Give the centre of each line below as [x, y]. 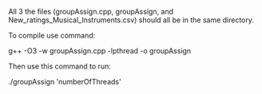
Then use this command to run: [60, 66]
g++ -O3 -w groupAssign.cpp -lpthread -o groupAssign [100, 51]
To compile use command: [52, 35]
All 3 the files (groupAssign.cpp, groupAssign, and [91, 12]
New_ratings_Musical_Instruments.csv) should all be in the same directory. [131, 20]
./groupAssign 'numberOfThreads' [65, 82]
